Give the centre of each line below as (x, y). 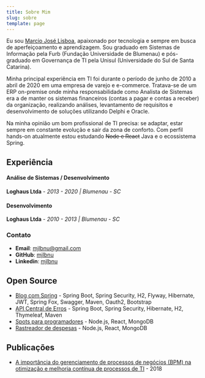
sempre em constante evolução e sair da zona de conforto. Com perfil (95, 130)
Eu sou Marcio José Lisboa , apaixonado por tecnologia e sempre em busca (101, 41)
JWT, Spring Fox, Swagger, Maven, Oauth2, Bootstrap (83, 302)
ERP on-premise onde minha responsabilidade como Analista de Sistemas (99, 92)
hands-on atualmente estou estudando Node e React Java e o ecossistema (101, 136)
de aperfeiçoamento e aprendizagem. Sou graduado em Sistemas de (93, 47)
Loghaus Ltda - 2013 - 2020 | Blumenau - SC (64, 191)
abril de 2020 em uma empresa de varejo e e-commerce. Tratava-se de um (102, 85)
